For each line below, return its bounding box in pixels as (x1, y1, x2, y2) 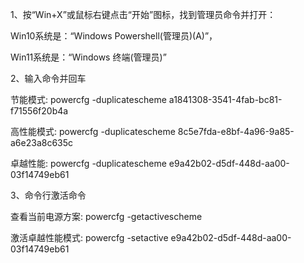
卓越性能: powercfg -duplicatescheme (10, 158, 167, 169)
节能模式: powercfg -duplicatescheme (10, 94, 167, 105)
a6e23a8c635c (10, 137, 74, 148)
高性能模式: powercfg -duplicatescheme (10, 126, 176, 137)
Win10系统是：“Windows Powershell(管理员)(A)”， (10, 30, 218, 42)
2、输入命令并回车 (10, 73, 87, 84)
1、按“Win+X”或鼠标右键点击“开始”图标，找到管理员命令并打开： (10, 9, 277, 20)
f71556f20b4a (10, 105, 69, 117)
